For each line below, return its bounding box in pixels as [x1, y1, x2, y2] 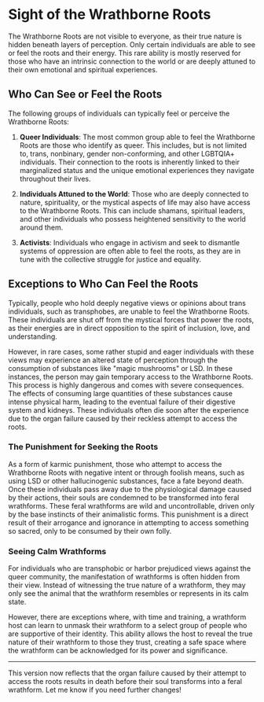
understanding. [8, 332, 57, 341]
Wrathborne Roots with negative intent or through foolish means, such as [8, 468, 245, 477]
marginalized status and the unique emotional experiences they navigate [19, 165, 255, 175]
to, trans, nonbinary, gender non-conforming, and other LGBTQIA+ [19, 149, 235, 158]
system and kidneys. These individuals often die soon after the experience [8, 405, 249, 414]
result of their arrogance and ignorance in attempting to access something [8, 517, 249, 527]
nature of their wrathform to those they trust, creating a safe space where [8, 638, 247, 647]
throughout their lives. [19, 174, 92, 183]
